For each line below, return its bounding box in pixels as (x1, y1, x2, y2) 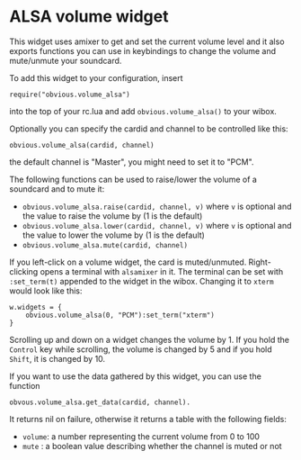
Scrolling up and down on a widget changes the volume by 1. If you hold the (9, 334, 290, 345)
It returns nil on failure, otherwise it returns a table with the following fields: (9, 413, 288, 424)
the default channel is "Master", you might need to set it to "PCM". (9, 156, 254, 167)
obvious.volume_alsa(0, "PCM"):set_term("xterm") (25, 311, 216, 320)
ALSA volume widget (9, 6, 169, 27)
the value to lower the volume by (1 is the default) (22, 230, 205, 240)
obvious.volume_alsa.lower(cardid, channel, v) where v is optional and (22, 220, 292, 230)
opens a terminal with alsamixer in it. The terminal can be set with (40, 266, 284, 276)
